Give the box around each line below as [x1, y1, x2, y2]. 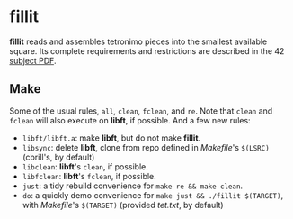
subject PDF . [9, 55, 57, 66]
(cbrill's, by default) [22, 151, 95, 162]
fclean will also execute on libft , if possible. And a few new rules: [9, 114, 251, 125]
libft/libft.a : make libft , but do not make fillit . [22, 132, 201, 143]
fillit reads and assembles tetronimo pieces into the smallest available [9, 36, 268, 47]
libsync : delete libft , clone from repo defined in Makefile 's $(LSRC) [22, 141, 270, 152]
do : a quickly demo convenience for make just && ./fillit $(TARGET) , [22, 189, 284, 200]
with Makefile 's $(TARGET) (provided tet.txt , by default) [22, 199, 224, 210]
